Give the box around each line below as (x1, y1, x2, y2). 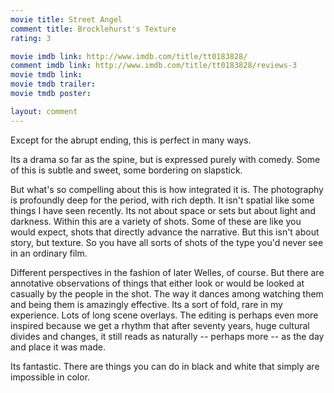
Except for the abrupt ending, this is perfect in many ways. (10, 134, 252, 146)
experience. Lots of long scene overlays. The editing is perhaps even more (10, 309, 319, 321)
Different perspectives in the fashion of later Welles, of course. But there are (10, 266, 325, 278)
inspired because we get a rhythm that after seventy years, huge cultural (10, 319, 310, 331)
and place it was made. (10, 341, 107, 353)
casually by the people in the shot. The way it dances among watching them (10, 287, 324, 300)
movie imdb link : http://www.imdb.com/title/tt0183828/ (10, 51, 248, 61)
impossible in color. (10, 371, 91, 383)
